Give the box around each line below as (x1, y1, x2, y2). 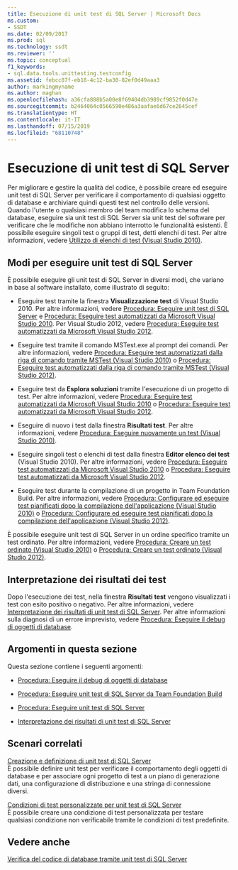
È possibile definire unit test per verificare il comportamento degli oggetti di (7, 764, 228, 773)
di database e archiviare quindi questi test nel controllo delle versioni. (7, 198, 210, 207)
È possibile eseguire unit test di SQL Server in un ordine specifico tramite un (7, 531, 229, 539)
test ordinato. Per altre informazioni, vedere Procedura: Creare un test (7, 538, 211, 547)
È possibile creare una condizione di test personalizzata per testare (7, 808, 204, 817)
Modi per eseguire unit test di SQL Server (7, 256, 193, 268)
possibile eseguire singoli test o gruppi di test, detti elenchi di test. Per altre (7, 229, 227, 237)
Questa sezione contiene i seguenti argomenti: (7, 662, 144, 670)
